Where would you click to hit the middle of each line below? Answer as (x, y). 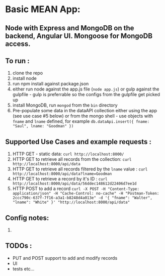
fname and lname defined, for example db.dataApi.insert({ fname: (81, 121)
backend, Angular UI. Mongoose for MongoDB (79, 36)
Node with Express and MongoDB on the (70, 28)
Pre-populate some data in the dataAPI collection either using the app (85, 111)
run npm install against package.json (51, 84)
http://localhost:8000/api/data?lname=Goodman (62, 174)
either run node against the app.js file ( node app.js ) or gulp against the (86, 89)
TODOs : (19, 246)
